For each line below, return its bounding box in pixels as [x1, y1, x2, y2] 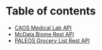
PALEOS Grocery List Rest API [14, 37, 90, 44]
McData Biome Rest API [14, 30, 74, 37]
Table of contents [5, 4, 97, 18]
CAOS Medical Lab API [14, 24, 72, 31]
